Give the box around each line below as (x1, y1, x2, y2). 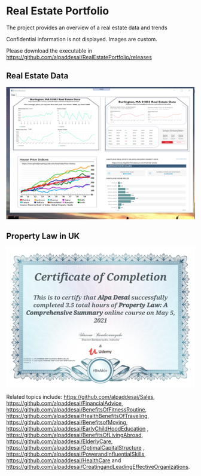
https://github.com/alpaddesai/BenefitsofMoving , (6, 419, 128, 426)
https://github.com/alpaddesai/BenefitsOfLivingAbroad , (6, 431, 144, 438)
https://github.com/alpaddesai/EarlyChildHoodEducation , (6, 425, 149, 432)
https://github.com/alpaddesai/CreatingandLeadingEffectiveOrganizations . (6, 463, 190, 470)
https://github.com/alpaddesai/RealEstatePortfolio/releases (6, 53, 153, 60)
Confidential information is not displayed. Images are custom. (6, 35, 157, 42)
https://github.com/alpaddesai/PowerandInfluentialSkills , (6, 450, 146, 457)
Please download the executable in (6, 47, 93, 54)
